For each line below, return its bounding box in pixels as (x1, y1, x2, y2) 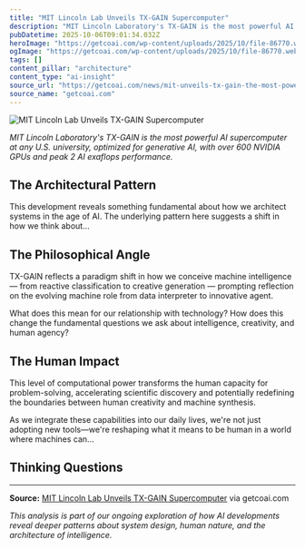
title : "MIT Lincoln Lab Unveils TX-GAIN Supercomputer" (9, 13, 230, 23)
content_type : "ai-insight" (9, 73, 116, 82)
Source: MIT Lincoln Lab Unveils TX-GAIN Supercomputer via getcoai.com (9, 492, 290, 504)
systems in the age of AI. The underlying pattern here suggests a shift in (9, 211, 280, 222)
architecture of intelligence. (9, 529, 113, 540)
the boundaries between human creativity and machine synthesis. (9, 397, 256, 407)
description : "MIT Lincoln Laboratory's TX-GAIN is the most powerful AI (9, 22, 295, 31)
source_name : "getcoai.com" (9, 89, 116, 98)
